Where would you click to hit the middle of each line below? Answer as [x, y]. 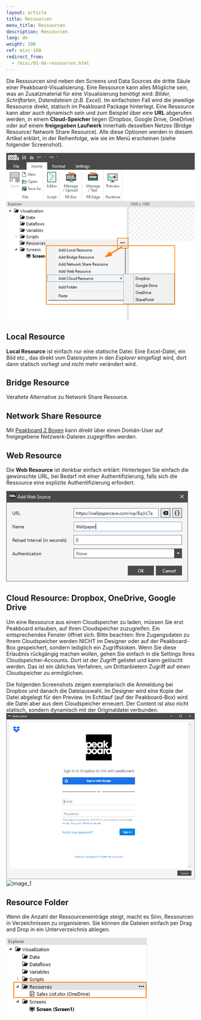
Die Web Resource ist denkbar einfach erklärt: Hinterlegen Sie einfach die [98, 470]
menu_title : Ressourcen [36, 25]
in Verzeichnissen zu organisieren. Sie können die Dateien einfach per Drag [99, 923]
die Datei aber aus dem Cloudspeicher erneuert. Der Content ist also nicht [98, 704]
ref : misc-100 [24, 51]
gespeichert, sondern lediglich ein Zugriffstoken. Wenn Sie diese [97, 647]
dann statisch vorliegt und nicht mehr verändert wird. [72, 364]
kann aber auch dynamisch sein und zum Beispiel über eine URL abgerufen [99, 112]
